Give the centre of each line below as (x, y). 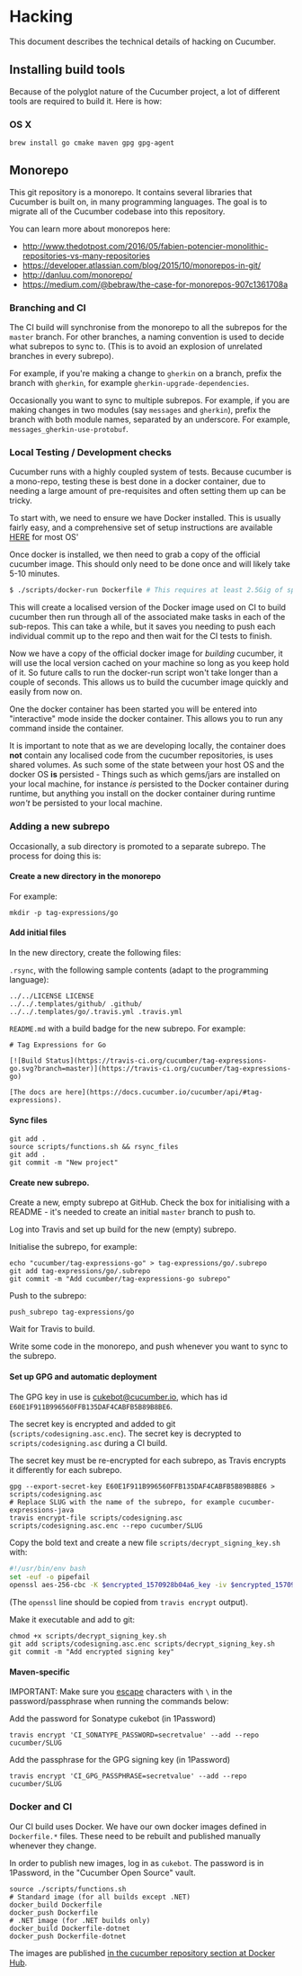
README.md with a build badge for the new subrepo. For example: (128, 1028)
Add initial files (38, 932)
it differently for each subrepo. (66, 1469)
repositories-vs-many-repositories (86, 256)
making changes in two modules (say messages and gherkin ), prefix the (140, 410)
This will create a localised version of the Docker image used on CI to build (147, 607)
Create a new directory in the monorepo (85, 876)
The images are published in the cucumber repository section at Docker (142, 1953)
